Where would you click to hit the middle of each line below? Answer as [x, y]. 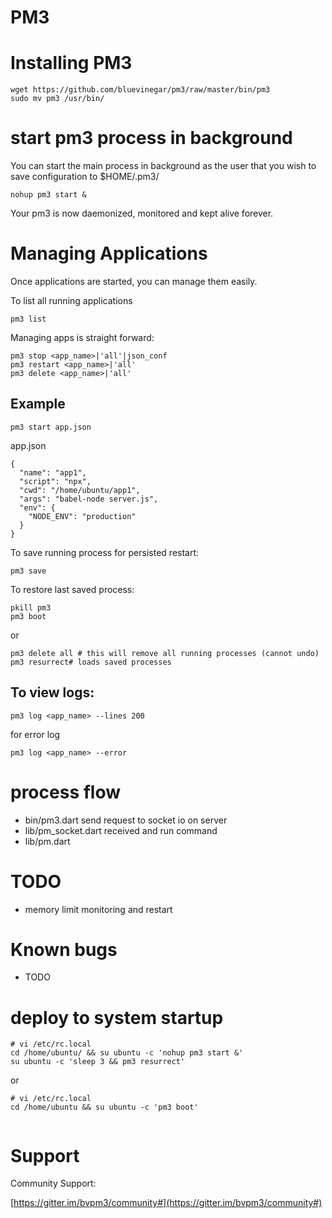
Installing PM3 [71, 63]
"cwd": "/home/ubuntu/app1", [80, 490]
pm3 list [28, 319]
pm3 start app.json [51, 427]
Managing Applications [109, 253]
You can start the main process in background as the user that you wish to [163, 166]
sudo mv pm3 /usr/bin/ [57, 99]
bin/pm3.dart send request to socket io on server [126, 820]
